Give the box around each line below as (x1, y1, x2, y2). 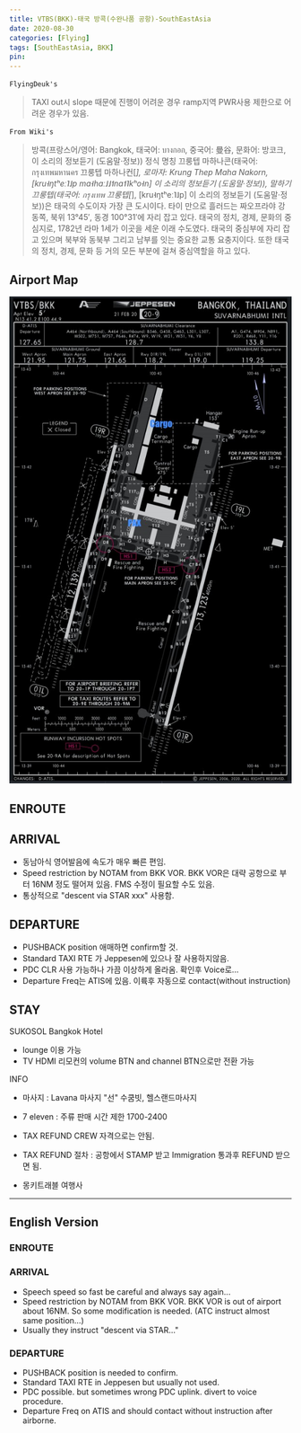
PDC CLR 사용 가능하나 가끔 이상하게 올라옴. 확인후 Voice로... (21, 964, 239, 975)
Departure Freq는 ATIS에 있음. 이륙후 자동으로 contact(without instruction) (21, 976, 291, 986)
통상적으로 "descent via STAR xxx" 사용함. (21, 890, 175, 901)
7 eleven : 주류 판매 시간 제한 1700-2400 (21, 1111, 168, 1122)
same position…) (21, 1314, 85, 1325)
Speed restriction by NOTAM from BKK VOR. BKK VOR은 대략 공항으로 (21, 868, 278, 879)
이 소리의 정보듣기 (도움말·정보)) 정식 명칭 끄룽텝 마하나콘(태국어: (30, 155, 258, 166)
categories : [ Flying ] (9, 33, 90, 42)
